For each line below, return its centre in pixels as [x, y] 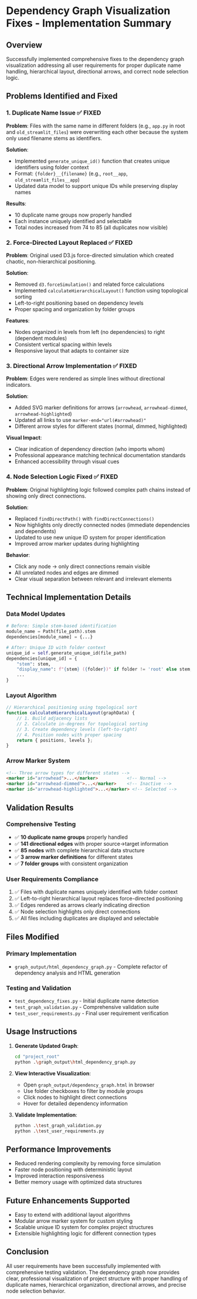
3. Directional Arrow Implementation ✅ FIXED [72, 366]
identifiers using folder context [52, 167]
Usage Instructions [42, 1032]
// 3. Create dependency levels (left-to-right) [77, 729]
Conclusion [28, 1252]
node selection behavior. [36, 1291]
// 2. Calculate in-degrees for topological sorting [82, 724]
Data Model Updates [36, 613]
